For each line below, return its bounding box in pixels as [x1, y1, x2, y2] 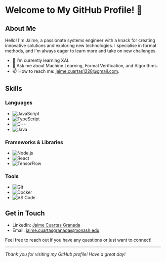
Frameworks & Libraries [5, 139, 63, 146]
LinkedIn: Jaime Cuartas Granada [12, 222, 81, 228]
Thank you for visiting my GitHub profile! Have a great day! [5, 251, 126, 257]
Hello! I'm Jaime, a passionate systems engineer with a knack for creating [5, 37, 156, 43]
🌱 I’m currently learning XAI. [12, 57, 70, 63]
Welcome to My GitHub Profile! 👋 [5, 4, 142, 16]
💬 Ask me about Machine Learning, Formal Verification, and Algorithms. [12, 63, 158, 68]
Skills [5, 84, 22, 93]
